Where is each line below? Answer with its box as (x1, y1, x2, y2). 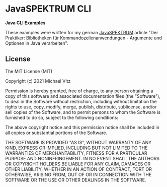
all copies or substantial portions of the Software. (5, 130, 107, 136)
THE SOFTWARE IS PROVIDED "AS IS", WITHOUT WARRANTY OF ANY (5, 139, 152, 145)
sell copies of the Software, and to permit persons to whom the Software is (5, 109, 161, 115)
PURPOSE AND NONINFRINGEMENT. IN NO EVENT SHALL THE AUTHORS (5, 155, 160, 161)
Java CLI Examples (5, 20, 46, 26)
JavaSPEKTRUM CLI (5, 3, 92, 15)
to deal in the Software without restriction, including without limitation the (5, 98, 157, 104)
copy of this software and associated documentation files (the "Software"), (5, 93, 161, 99)
